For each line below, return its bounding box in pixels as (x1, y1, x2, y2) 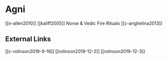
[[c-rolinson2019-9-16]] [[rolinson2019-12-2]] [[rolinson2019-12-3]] (5, 48, 145, 54)
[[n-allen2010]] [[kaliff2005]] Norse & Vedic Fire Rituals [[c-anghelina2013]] (5, 20, 162, 26)
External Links (5, 35, 51, 43)
